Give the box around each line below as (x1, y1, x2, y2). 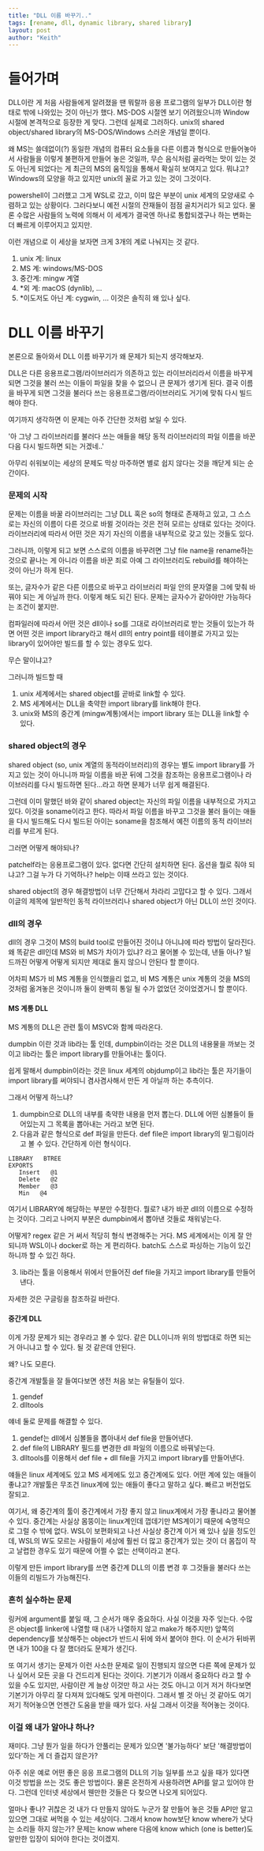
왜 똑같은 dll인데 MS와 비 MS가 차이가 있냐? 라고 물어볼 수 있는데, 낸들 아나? (8, 948, 243, 957)
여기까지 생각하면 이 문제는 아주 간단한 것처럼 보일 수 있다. (8, 415, 187, 424)
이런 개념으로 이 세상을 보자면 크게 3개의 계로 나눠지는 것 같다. (8, 237, 199, 247)
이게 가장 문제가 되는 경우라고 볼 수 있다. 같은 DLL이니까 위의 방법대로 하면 (8, 1333, 237, 1342)
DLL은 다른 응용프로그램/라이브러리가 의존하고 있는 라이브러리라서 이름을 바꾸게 (8, 368, 254, 378)
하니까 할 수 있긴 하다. (8, 1250, 76, 1261)
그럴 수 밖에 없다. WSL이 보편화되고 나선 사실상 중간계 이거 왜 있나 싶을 (16, 1526, 235, 1536)
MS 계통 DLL (8, 1003, 49, 1012)
